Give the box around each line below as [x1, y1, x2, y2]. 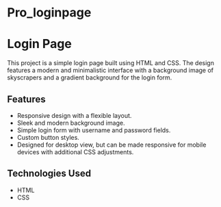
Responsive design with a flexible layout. [16, 111, 132, 119]
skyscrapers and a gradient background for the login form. [7, 73, 172, 82]
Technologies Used [7, 168, 91, 180]
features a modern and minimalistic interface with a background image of [7, 66, 214, 75]
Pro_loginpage [7, 5, 92, 21]
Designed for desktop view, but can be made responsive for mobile [16, 141, 207, 149]
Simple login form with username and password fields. [16, 125, 171, 134]
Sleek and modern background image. [16, 119, 125, 127]
